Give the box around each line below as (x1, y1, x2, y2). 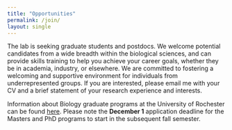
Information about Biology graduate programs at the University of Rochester (7, 100, 225, 108)
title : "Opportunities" (7, 10, 76, 17)
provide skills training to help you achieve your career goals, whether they (7, 57, 219, 65)
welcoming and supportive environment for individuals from (7, 72, 179, 80)
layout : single (7, 23, 51, 30)
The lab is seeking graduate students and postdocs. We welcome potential (7, 42, 221, 51)
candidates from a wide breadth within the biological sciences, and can (7, 49, 212, 58)
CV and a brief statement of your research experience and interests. (7, 86, 203, 95)
